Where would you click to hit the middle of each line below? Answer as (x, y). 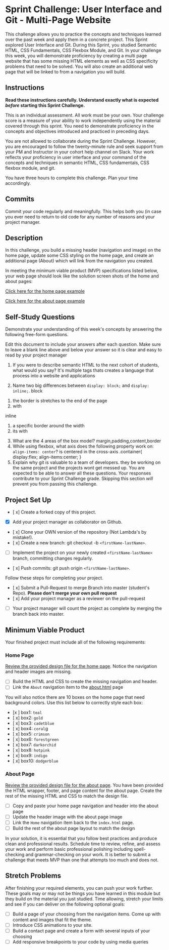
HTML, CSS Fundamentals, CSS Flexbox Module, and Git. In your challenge (83, 50)
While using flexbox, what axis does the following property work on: (83, 446)
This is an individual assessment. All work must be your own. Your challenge (84, 115)
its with (20, 431)
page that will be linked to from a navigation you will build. (66, 71)
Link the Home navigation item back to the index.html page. (73, 822)
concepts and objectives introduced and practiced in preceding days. (77, 131)
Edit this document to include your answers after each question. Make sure (83, 344)
